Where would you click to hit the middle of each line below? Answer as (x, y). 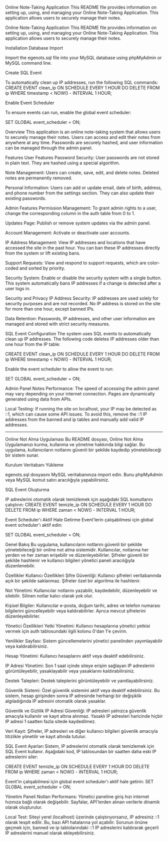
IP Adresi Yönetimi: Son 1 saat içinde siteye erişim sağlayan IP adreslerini (80, 666)
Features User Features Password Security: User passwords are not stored (82, 158)
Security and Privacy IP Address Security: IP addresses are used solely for (82, 298)
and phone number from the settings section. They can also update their (80, 193)
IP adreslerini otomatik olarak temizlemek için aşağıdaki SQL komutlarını (79, 499)
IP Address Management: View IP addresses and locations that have (75, 242)
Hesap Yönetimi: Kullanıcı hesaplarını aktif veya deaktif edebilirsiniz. (75, 656)
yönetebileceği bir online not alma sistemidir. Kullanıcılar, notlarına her (77, 550)
